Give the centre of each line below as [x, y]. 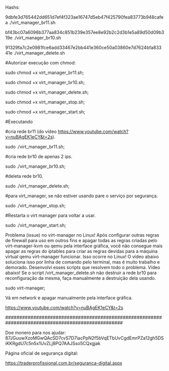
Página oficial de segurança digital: [42, 353]
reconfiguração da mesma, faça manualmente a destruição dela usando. [81, 278]
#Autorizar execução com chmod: [41, 63]
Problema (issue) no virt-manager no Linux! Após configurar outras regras [82, 235]
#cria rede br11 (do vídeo [31, 132]
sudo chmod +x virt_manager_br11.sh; [45, 72]
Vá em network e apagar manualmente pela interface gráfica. [69, 298]
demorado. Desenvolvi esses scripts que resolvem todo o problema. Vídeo [83, 267]
